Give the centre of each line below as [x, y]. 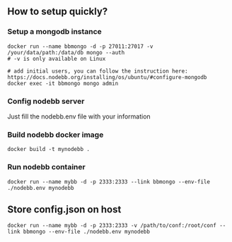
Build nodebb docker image [56, 135]
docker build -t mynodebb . [49, 150]
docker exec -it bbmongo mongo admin [63, 83]
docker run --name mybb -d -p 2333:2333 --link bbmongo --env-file [109, 182]
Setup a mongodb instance [55, 32]
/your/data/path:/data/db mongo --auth [66, 52]
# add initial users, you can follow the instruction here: [98, 71]
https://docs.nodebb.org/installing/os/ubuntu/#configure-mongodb [107, 77]
